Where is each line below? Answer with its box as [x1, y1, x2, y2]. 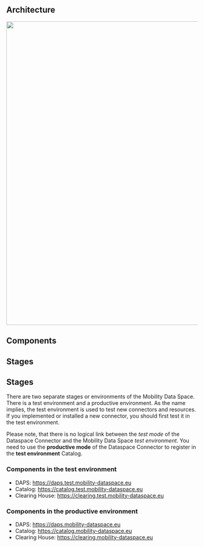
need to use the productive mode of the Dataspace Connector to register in [6, 443, 196, 451]
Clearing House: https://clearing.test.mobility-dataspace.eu [15, 492, 164, 499]
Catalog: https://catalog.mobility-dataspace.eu [15, 528, 132, 534]
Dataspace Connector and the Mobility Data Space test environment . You [6, 437, 189, 444]
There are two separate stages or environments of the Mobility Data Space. [6, 393, 195, 400]
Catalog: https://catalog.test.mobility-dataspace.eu [15, 485, 143, 492]
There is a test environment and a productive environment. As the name [6, 399, 186, 407]
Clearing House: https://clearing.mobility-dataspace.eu [15, 534, 154, 541]
